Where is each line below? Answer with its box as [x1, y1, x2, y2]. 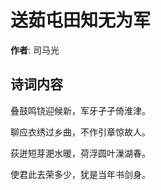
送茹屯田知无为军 [10, 9, 152, 32]
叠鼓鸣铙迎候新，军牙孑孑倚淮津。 [10, 104, 151, 116]
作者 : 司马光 [10, 44, 60, 56]
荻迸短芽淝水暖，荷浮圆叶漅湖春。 [10, 147, 151, 159]
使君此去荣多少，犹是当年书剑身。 [10, 168, 151, 180]
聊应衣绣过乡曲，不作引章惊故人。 [10, 126, 151, 138]
